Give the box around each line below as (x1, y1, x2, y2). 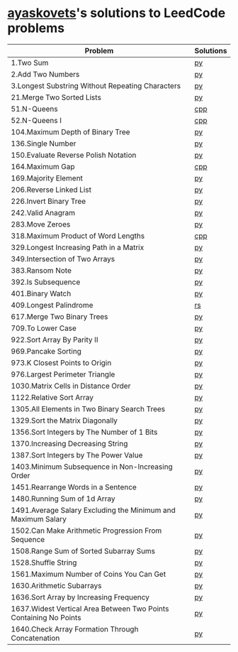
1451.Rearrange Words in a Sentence (11, 482, 137, 491)
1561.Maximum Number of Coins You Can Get (11, 569, 166, 579)
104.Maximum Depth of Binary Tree (11, 126, 130, 136)
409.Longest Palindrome (11, 300, 93, 310)
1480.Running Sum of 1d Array (11, 494, 115, 504)
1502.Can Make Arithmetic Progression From (11, 526, 162, 536)
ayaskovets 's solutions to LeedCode (7, 5, 226, 21)
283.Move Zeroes (11, 219, 71, 229)
